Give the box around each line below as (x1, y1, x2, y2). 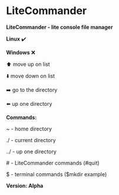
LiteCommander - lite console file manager (6, 23, 113, 31)
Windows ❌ (6, 49, 35, 56)
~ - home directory (6, 125, 52, 132)
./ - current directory (6, 136, 56, 143)
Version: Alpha (6, 182, 44, 189)
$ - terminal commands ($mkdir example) (6, 170, 107, 177)
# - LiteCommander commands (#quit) (6, 159, 100, 166)
